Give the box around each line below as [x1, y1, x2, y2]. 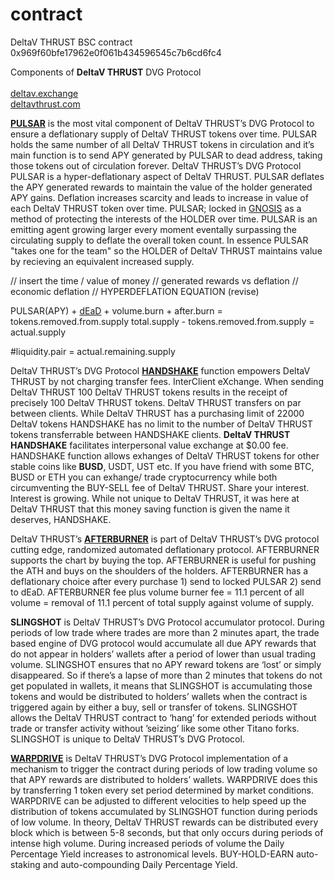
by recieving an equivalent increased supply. [10, 255, 195, 267]
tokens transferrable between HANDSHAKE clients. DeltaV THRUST [10, 428, 291, 440]
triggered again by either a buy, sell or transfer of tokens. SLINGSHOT [10, 701, 298, 713]
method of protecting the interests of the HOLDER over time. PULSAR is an [10, 213, 318, 225]
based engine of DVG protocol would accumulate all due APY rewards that [10, 637, 317, 649]
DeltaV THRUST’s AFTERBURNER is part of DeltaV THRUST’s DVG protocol [10, 533, 320, 545]
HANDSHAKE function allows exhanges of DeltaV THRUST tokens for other [10, 449, 320, 462]
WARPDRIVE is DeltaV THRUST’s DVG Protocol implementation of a [10, 752, 289, 764]
